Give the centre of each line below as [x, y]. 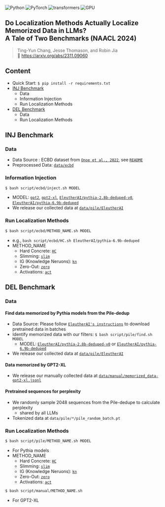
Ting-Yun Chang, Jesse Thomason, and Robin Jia [67, 50]
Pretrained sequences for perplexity [43, 391]
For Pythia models [31, 450]
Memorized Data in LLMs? [46, 31]
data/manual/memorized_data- [129, 376]
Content [18, 71]
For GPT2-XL [26, 500]
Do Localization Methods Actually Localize [72, 23]
